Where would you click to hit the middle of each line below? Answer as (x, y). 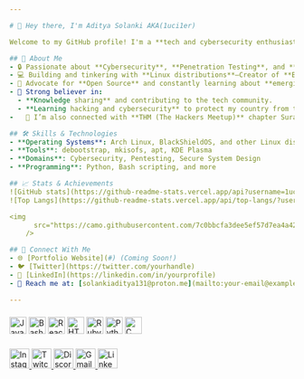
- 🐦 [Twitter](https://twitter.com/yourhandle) (102, 267)
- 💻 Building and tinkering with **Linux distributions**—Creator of (145, 75)
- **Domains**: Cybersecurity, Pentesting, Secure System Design (135, 159)
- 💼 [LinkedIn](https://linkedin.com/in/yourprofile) (113, 275)
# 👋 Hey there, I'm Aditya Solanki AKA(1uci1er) (103, 25)
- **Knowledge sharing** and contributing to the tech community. (145, 100)
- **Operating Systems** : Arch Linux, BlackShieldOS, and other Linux (145, 142)
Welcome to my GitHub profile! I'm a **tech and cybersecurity (131, 42)
